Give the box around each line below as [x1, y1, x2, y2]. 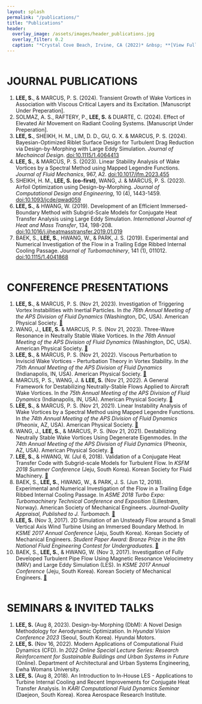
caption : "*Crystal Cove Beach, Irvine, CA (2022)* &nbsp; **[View [12, 43, 185, 49]
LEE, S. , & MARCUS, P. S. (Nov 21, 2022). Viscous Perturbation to [15, 351, 177, 358]
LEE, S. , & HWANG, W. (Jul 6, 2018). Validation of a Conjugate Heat [15, 453, 181, 460]
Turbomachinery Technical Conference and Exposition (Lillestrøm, [15, 498, 180, 505]
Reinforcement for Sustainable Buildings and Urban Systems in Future [15, 653, 189, 660]
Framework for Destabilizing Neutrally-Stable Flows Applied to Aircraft [15, 383, 189, 390]
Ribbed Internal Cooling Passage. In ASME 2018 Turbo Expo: [15, 491, 165, 498]
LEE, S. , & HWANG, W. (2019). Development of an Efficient [15, 202, 159, 210]
